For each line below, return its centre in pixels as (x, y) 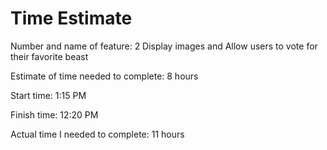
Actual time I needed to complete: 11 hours (97, 134)
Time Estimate (71, 18)
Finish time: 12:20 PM (54, 114)
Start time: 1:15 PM (48, 95)
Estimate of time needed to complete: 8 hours (104, 76)
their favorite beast (49, 56)
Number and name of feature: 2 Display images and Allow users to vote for (164, 46)
